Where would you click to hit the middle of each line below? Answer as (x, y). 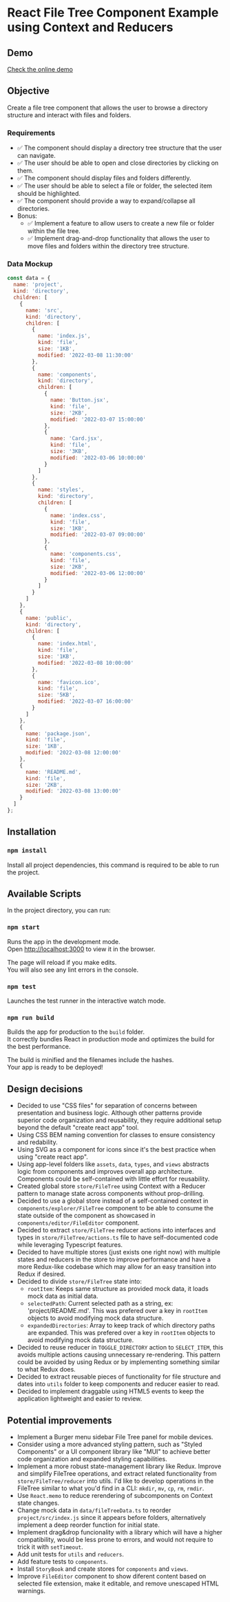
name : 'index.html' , (67, 644)
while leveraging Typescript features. (70, 1245)
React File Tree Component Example (113, 13)
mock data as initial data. (63, 1296)
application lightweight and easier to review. (80, 1399)
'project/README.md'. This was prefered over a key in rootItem (117, 1311)
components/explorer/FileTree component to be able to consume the (115, 1208)
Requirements (31, 132)
